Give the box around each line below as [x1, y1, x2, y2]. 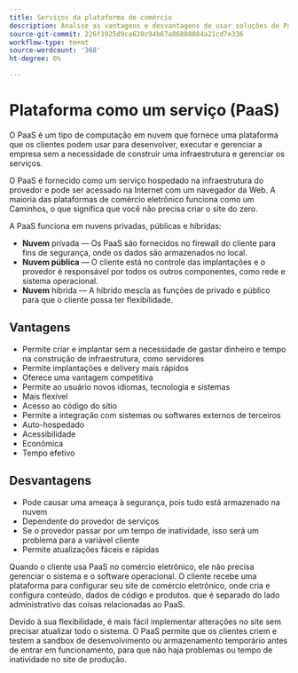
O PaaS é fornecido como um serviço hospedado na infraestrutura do [9, 175, 264, 186]
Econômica [21, 438, 64, 448]
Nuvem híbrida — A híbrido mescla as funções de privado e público [21, 285, 271, 296]
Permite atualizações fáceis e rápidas [21, 543, 160, 555]
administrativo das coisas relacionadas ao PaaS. [9, 598, 185, 609]
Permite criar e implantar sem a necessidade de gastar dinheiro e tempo [21, 344, 286, 354]
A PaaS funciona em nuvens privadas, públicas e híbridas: [9, 220, 222, 231]
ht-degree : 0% [9, 54, 62, 63]
